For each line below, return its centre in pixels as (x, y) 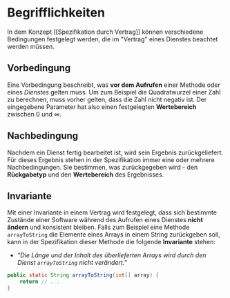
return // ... (40, 282)
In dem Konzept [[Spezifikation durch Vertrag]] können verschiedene (105, 32)
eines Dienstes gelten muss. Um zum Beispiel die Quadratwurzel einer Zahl (114, 92)
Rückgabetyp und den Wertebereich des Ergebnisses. (86, 175)
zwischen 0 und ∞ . (35, 114)
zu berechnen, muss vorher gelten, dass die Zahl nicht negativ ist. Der (107, 99)
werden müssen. (31, 46)
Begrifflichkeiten (56, 13)
